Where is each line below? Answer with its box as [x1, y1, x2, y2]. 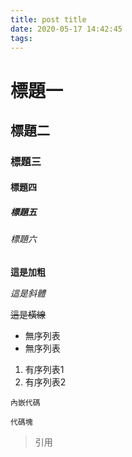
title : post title [10, 14, 87, 25]
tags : [10, 33, 33, 43]
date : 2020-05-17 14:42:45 [10, 24, 123, 34]
